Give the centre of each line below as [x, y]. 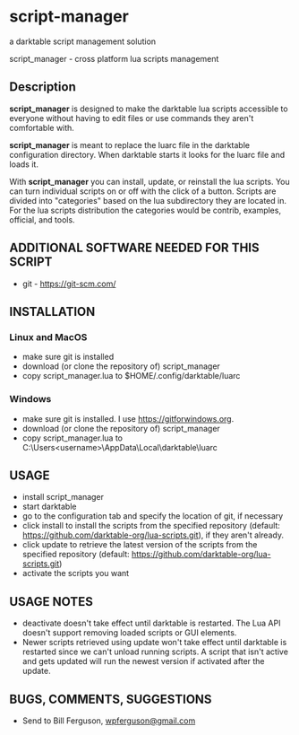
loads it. [24, 164]
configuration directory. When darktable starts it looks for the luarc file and [147, 154]
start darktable [49, 507]
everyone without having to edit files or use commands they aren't [132, 118]
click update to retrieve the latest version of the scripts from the [140, 545]
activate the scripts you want [76, 573]
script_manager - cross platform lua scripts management [114, 58]
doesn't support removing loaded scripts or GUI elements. [129, 633]
